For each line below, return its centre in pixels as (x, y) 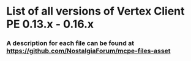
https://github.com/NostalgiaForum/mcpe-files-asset (88, 51)
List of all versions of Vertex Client (95, 11)
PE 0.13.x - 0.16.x (50, 24)
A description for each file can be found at (70, 43)
